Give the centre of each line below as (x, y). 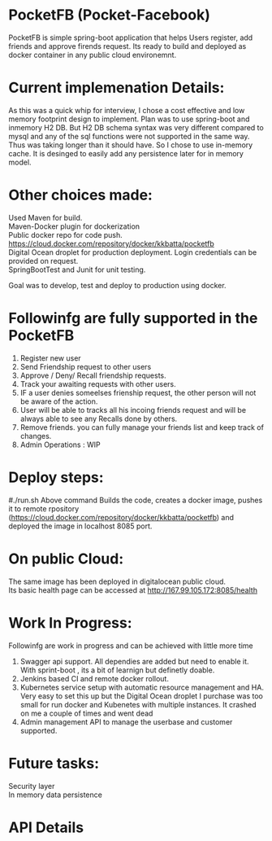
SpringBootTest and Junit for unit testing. (77, 269)
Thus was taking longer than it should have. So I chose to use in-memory (131, 145)
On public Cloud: (66, 558)
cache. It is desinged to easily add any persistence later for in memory (126, 153)
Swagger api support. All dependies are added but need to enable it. (134, 661)
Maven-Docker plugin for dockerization (74, 226)
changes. (36, 436)
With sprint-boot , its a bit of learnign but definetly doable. (117, 670)
